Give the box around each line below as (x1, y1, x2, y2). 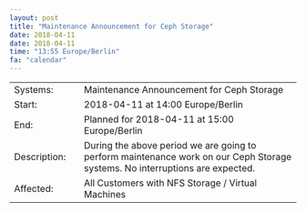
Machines (83, 188, 126, 200)
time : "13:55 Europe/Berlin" (9, 47, 120, 56)
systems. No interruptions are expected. (83, 162, 256, 174)
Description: (14, 151, 66, 163)
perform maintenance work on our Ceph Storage (83, 151, 292, 163)
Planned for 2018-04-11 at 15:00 (83, 113, 234, 126)
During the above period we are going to (83, 139, 257, 151)
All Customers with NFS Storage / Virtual (83, 177, 258, 189)
